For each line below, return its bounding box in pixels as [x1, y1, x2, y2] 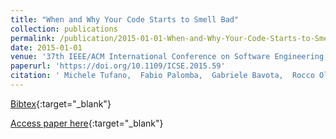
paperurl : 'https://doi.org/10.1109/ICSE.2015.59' [10, 61, 226, 71]
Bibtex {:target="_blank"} [10, 97, 112, 110]
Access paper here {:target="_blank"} [10, 117, 164, 129]
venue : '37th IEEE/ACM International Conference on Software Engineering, [10, 52, 329, 62]
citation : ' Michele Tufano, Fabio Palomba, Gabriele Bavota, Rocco [10, 71, 315, 81]
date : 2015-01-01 [10, 42, 83, 53]
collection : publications [10, 24, 118, 34]
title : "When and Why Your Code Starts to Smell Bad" [10, 14, 240, 25]
